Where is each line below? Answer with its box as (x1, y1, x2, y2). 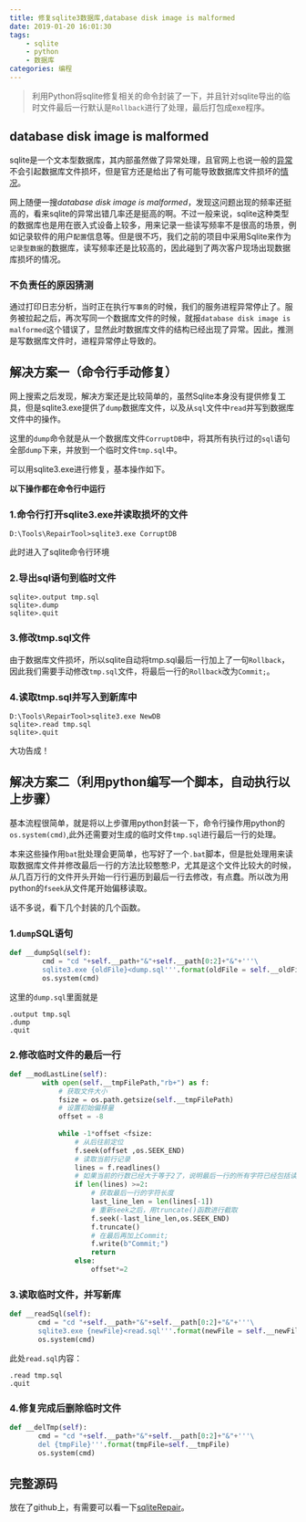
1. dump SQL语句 (9, 927, 74, 939)
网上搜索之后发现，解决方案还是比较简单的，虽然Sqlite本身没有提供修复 (9, 390, 278, 402)
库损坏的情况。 (9, 253, 66, 265)
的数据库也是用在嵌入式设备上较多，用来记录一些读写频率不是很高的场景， (9, 219, 289, 230)
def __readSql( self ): (9, 1309, 92, 1319)
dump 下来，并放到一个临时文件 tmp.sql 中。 (25, 444, 182, 455)
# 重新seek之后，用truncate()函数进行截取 (90, 1205, 239, 1214)
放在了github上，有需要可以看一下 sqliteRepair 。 (9, 1502, 189, 1513)
